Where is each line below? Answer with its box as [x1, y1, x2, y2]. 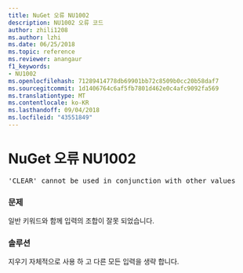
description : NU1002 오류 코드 [8, 19, 104, 27]
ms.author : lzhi [8, 33, 61, 42]
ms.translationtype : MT [8, 92, 86, 100]
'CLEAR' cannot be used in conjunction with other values [8, 176, 236, 185]
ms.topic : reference [8, 48, 76, 56]
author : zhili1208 [8, 26, 68, 34]
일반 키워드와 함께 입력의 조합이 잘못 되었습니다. [8, 217, 155, 226]
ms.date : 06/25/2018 [8, 41, 76, 49]
